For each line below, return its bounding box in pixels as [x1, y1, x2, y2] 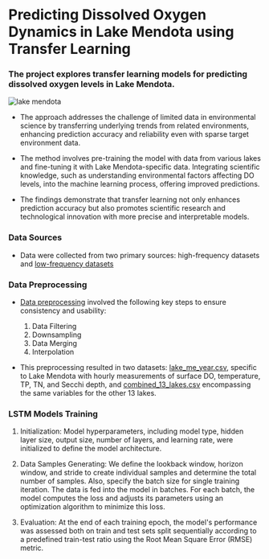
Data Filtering [31, 322, 77, 331]
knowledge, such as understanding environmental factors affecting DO [19, 171, 255, 180]
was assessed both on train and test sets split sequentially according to [19, 526, 257, 536]
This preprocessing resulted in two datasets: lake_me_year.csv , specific [19, 363, 257, 372]
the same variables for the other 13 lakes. [19, 388, 157, 398]
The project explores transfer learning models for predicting [8, 68, 247, 80]
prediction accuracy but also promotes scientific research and [19, 203, 226, 213]
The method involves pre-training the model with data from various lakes [19, 154, 261, 163]
